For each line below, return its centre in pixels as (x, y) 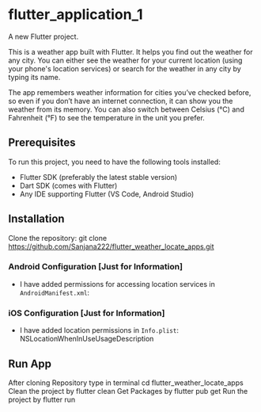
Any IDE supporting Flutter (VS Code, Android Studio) (107, 194)
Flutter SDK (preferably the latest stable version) (98, 177)
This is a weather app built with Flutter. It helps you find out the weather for (130, 51)
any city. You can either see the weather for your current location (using (125, 60)
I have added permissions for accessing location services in (117, 284)
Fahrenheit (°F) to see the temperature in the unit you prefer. (107, 117)
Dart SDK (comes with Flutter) (68, 185)
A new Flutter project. (43, 36)
